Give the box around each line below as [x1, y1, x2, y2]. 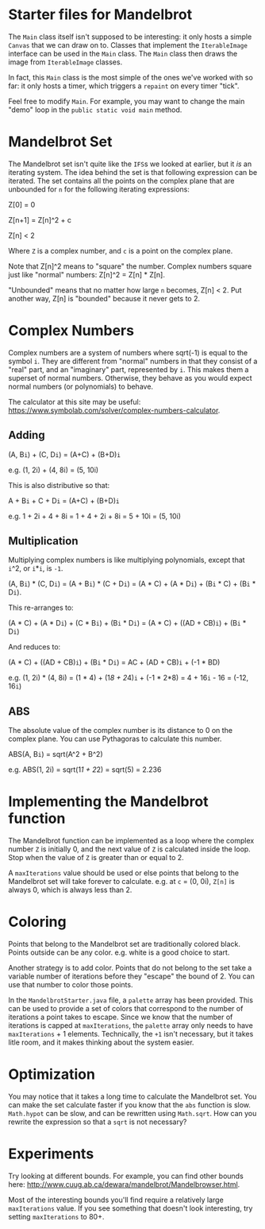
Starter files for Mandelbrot [8, 6, 193, 24]
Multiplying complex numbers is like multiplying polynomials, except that [8, 555, 245, 565]
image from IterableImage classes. [8, 57, 123, 67]
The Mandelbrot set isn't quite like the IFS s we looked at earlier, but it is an [8, 159, 252, 169]
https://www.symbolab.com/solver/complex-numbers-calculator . [8, 405, 221, 415]
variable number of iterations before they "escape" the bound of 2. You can [8, 971, 255, 981]
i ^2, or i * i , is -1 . [8, 564, 63, 573]
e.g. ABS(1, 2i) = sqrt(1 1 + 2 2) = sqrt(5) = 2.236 [8, 765, 162, 774]
